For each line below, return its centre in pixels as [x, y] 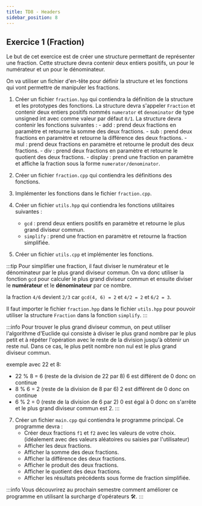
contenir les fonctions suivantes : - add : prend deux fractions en [96, 125]
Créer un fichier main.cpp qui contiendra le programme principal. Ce [99, 420]
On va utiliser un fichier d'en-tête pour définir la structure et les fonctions [97, 81]
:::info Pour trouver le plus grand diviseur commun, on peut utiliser [89, 327]
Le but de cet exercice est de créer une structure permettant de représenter [100, 57]
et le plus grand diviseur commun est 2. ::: [67, 409]
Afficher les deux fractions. [58, 446]
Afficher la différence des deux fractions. [75, 459]
